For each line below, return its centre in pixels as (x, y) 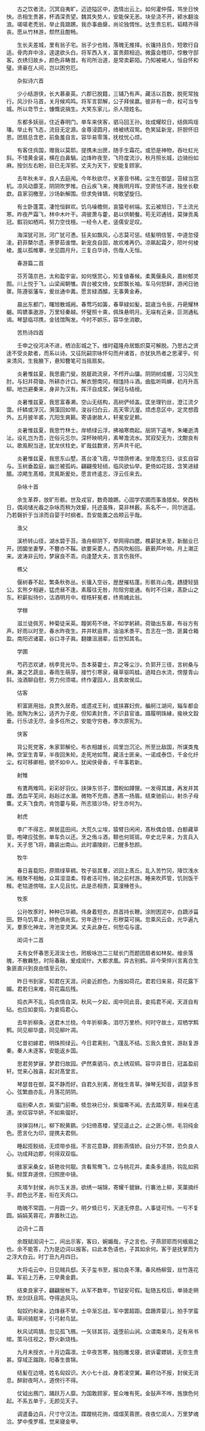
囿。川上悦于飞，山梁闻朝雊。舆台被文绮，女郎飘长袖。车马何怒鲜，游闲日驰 (103, 284)
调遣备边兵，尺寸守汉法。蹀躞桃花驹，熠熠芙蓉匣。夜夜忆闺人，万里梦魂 (108, 1414)
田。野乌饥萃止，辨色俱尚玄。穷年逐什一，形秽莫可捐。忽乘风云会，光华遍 (100, 919)
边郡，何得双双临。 (57, 1154)
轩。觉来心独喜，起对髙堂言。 (44, 1071)
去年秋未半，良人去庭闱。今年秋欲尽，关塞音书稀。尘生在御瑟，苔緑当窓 (108, 178)
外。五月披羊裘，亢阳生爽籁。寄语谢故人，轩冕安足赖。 (76, 417)
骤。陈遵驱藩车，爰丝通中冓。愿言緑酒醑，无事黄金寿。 (76, 291)
